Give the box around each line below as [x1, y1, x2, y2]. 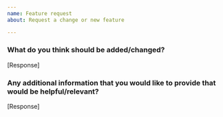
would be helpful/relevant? [7, 87, 99, 96]
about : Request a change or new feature [7, 17, 125, 23]
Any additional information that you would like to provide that [7, 78, 216, 87]
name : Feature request [7, 10, 72, 17]
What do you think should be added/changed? [7, 45, 165, 55]
